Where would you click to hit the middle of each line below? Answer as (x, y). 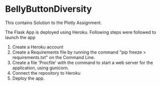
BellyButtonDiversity (48, 9)
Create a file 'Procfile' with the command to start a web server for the (83, 62)
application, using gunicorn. (40, 68)
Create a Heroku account (38, 47)
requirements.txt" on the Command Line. (53, 57)
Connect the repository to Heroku (46, 73)
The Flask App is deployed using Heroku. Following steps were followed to (81, 32)
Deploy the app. (28, 78)
